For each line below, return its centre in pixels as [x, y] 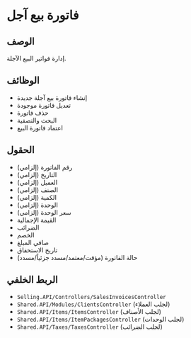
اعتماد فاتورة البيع [40, 128]
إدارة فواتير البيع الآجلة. [36, 58]
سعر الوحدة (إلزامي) [44, 212]
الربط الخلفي [32, 280]
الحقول [21, 150]
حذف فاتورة [33, 113]
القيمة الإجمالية [36, 220]
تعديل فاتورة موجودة [44, 105]
